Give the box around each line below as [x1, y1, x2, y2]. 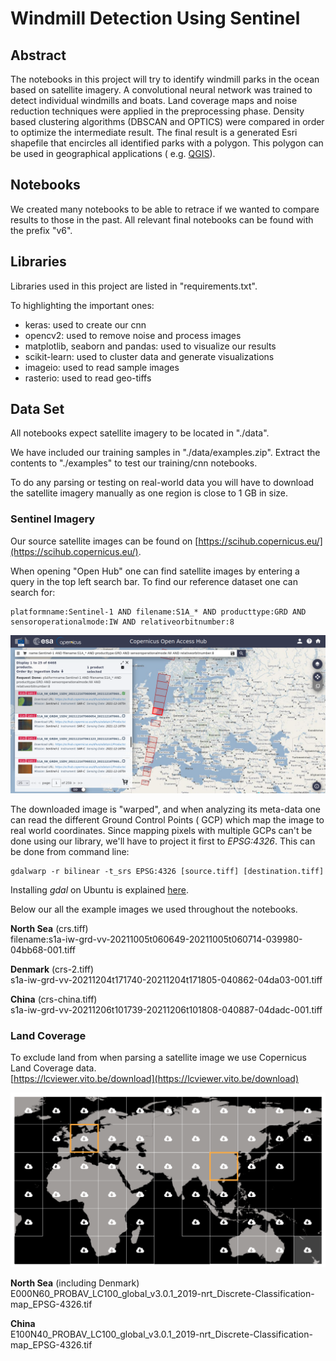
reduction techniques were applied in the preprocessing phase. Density [10, 105, 305, 117]
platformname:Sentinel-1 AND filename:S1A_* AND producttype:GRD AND [10, 607, 307, 617]
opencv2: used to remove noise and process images [24, 329, 242, 341]
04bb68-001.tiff [10, 943, 76, 956]
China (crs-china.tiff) [10, 993, 98, 1005]
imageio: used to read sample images [24, 361, 180, 373]
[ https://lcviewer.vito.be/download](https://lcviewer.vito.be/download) [10, 1073, 300, 1085]
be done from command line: [10, 845, 130, 857]
